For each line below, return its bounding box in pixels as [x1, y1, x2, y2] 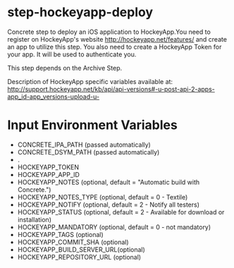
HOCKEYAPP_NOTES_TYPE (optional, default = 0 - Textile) [17, 193, 188, 201]
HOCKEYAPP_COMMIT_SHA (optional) [17, 238, 129, 246]
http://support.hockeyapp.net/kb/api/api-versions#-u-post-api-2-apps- [7, 85, 215, 93]
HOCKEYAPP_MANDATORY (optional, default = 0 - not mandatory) [17, 223, 211, 231]
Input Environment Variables [7, 117, 178, 133]
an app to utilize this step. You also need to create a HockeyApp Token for [7, 42, 222, 51]
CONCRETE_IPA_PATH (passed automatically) [17, 140, 152, 149]
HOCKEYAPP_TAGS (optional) [17, 230, 104, 238]
